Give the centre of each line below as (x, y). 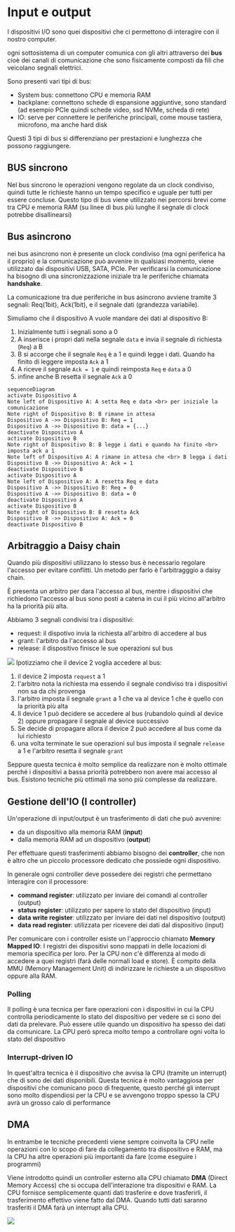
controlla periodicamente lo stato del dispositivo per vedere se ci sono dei (114, 1017)
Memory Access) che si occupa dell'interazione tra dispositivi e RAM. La (112, 1185)
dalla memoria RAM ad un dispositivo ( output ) (84, 840)
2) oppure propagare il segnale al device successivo (93, 721)
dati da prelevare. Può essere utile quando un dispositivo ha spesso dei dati (116, 1024)
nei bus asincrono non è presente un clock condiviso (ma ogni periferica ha (116, 253)
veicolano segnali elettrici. (45, 67)
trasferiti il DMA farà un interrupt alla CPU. (68, 1207)
